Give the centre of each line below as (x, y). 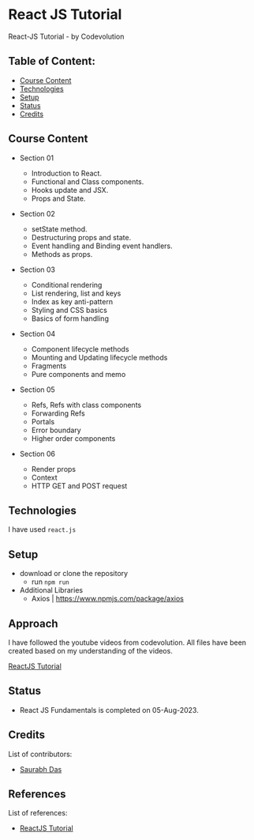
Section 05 (37, 390)
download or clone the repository (74, 574)
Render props (54, 469)
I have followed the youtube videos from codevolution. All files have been (127, 642)
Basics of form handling (70, 318)
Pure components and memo (78, 374)
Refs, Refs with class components (86, 405)
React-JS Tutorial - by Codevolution (66, 36)
